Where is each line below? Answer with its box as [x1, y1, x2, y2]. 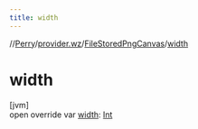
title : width [9, 13, 59, 23]
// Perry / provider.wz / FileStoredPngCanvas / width [9, 38, 188, 49]
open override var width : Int [9, 109, 113, 120]
